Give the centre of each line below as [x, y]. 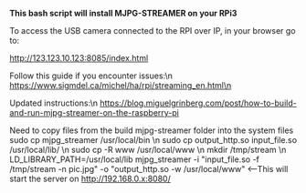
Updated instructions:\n [54, 103]
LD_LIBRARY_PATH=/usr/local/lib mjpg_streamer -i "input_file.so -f [135, 159]
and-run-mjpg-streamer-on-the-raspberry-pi [95, 112]
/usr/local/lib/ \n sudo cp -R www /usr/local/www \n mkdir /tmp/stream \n [148, 150]
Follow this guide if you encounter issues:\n [91, 76]
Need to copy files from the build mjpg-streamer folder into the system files [152, 130]
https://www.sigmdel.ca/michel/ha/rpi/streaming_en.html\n [121, 85]
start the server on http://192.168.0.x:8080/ [90, 178]
